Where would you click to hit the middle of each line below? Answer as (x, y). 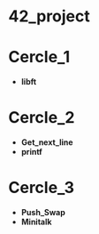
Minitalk (36, 222)
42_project (49, 16)
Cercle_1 (39, 57)
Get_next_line (47, 142)
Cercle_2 (42, 118)
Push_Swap (43, 212)
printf (32, 152)
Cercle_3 (41, 188)
